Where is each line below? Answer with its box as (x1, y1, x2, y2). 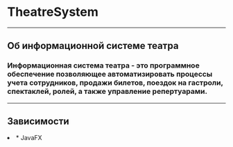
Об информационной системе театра (7, 40, 179, 52)
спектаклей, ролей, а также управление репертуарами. (7, 87, 208, 97)
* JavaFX (16, 134, 43, 142)
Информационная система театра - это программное (7, 61, 200, 70)
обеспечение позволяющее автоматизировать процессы (7, 70, 213, 79)
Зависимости (7, 115, 69, 128)
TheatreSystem (7, 4, 99, 20)
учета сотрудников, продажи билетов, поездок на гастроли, (7, 78, 223, 88)
